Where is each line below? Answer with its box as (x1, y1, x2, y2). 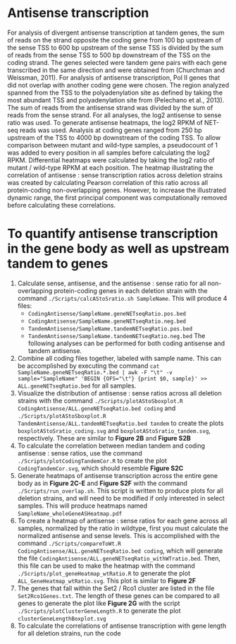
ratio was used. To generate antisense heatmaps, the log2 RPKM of (7, 118, 203, 126)
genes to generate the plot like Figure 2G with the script (17, 599, 180, 607)
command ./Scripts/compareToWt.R (17, 539, 122, 547)
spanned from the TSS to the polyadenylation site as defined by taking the (7, 88, 223, 97)
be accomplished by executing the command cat (17, 362, 160, 370)
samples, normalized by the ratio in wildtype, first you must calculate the (17, 524, 229, 532)
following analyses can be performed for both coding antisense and (27, 339, 225, 347)
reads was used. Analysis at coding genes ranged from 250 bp (20, 126, 202, 134)
